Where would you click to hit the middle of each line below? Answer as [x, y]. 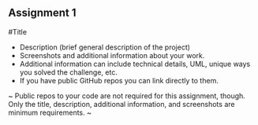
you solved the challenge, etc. [69, 72]
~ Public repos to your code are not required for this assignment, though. [127, 96]
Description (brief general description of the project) [105, 47]
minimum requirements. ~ [50, 112]
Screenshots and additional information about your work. [112, 55]
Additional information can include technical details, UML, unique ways [135, 64]
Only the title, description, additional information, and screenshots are [122, 104]
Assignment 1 [42, 13]
